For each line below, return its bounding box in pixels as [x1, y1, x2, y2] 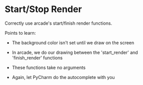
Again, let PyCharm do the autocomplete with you [12, 74, 115, 80]
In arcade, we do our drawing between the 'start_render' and [12, 49, 138, 55]
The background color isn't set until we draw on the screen [12, 39, 134, 46]
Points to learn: [5, 30, 36, 36]
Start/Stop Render [5, 4, 82, 15]
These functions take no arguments [12, 64, 86, 70]
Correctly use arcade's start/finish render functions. [5, 20, 112, 26]
